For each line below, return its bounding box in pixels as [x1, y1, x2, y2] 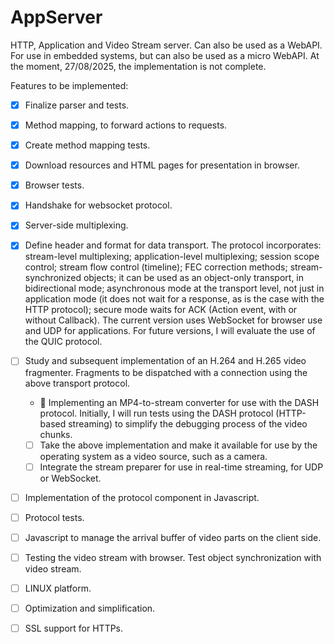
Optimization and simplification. [24, 602, 156, 614]
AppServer [10, 6, 103, 29]
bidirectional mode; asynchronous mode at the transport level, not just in [24, 282, 325, 295]
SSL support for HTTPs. [24, 622, 124, 634]
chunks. [39, 428, 73, 440]
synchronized [24, 272, 82, 284]
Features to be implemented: [10, 79, 129, 91]
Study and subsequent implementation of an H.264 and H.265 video [24, 355, 307, 367]
